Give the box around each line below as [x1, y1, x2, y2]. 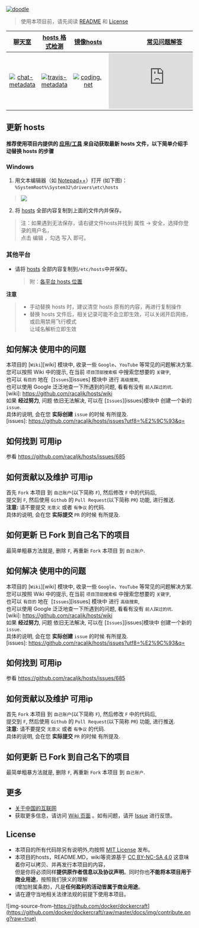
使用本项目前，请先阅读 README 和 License [20, 18, 129, 25]
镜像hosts [73, 38, 102, 46]
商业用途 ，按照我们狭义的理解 [14, 875, 88, 883]
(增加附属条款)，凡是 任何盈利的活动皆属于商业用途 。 [14, 883, 144, 890]
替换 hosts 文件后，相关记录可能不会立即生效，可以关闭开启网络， [29, 310, 191, 317]
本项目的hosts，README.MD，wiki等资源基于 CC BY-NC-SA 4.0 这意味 [14, 853, 190, 860]
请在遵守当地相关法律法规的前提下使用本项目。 [14, 890, 129, 898]
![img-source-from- [6, 902, 54, 910]
